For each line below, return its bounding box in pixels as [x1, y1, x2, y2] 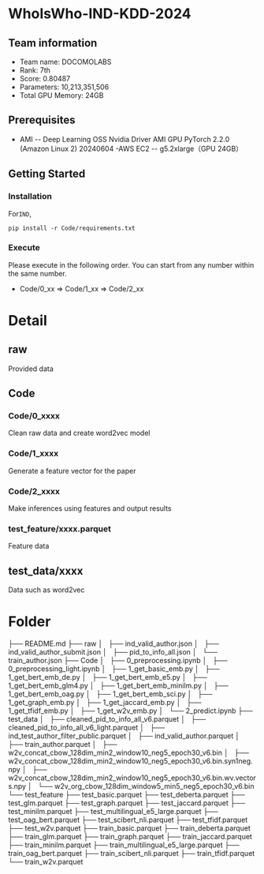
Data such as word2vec [8, 585, 85, 595]
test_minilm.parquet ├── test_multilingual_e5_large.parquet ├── [8, 807, 218, 816]
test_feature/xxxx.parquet [8, 523, 112, 534]
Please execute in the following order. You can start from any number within [8, 260, 255, 269]
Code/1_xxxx [8, 448, 59, 459]
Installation [8, 191, 53, 202]
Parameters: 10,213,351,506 [19, 82, 110, 92]
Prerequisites [8, 114, 76, 127]
